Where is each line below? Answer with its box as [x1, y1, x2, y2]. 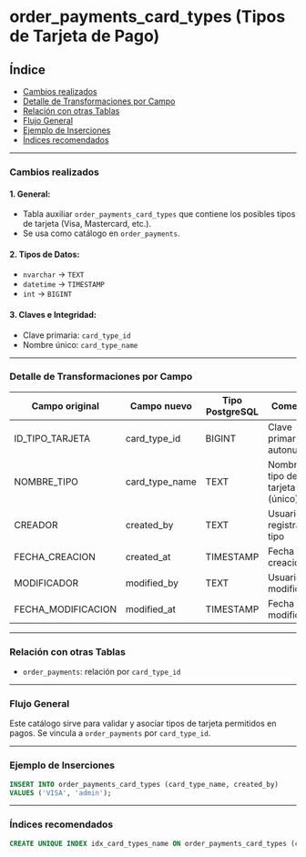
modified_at [125, 603, 176, 616]
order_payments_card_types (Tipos [9, 6, 286, 27]
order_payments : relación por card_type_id [22, 667, 181, 678]
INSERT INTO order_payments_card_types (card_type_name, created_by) [9, 780, 280, 789]
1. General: [9, 189, 51, 199]
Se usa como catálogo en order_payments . [22, 228, 180, 239]
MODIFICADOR [14, 576, 79, 589]
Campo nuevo [130, 399, 193, 412]
